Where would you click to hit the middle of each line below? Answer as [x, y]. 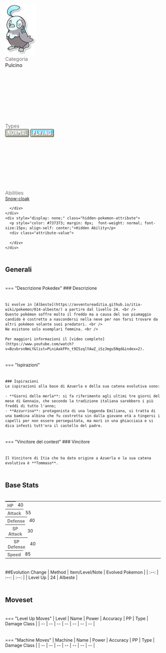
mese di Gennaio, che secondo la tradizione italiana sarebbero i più [79, 401]
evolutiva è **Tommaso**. [32, 463]
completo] [95, 339]
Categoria [17, 59]
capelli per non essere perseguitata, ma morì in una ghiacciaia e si [79, 421]
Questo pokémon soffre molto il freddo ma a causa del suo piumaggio [78, 314]
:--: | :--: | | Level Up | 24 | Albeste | [41, 577]
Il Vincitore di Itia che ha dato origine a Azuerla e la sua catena [78, 458]
